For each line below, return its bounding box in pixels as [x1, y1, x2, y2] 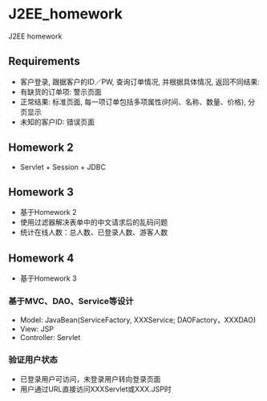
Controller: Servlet [19, 333, 81, 342]
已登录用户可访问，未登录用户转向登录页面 [19, 374, 161, 383]
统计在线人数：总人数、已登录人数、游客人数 [19, 228, 168, 237]
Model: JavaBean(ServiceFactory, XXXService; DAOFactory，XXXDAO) [19, 315, 257, 325]
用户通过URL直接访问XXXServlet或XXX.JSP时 [19, 384, 172, 394]
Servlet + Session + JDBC [19, 162, 107, 172]
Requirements [8, 55, 80, 68]
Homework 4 [8, 251, 75, 265]
